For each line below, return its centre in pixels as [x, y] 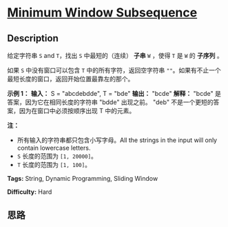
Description [33, 38]
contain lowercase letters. [54, 148]
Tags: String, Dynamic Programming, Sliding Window [83, 178]
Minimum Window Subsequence [102, 13]
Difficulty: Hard [30, 192]
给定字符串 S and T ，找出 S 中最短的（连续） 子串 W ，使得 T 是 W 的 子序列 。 [115, 56]
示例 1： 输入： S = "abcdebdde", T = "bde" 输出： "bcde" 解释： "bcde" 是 [114, 93]
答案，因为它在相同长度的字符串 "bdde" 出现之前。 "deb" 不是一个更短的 [110, 102]
